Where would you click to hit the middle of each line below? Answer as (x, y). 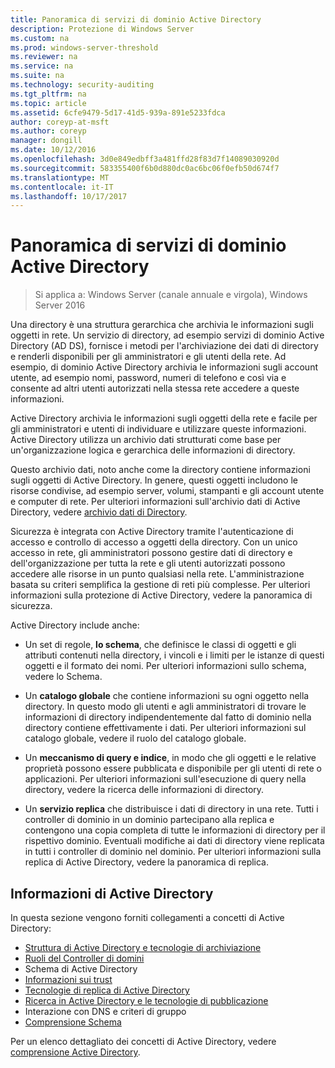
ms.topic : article (48, 103)
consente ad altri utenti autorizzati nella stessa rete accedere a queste (155, 388)
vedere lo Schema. (63, 677)
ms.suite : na (37, 76)
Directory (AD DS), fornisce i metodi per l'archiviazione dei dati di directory (164, 346)
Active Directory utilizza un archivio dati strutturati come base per (146, 440)
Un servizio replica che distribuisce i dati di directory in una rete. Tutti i (171, 809)
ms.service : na (42, 66)
